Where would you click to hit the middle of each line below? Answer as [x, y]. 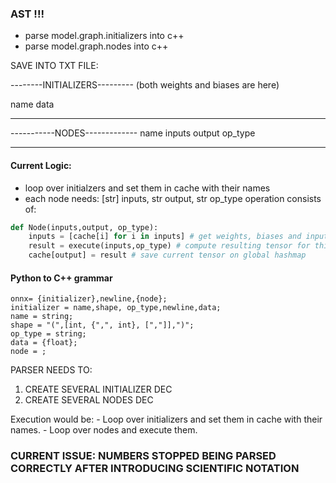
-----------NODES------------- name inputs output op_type [133, 133]
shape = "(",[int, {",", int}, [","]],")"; [102, 325]
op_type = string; [48, 334]
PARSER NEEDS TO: [51, 370]
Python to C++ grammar [61, 278]
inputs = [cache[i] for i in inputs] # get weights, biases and [165, 237]
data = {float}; [44, 343]
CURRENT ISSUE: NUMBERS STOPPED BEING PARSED [143, 456]
